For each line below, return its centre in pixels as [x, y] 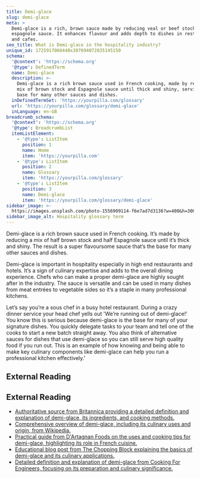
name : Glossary [41, 173]
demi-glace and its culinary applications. [65, 456]
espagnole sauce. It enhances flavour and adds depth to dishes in [97, 34]
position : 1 [37, 145]
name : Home [35, 150]
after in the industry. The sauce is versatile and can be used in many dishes [99, 283]
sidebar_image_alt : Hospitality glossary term [65, 217]
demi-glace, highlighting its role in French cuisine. [76, 443]
